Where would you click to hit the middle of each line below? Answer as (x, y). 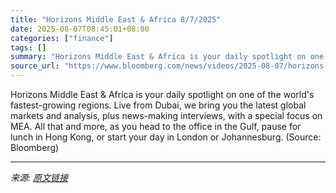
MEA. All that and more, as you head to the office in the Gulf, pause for (156, 126)
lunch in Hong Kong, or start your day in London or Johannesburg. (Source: (166, 137)
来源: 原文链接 (39, 177)
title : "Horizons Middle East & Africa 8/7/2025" (116, 19)
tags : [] (28, 47)
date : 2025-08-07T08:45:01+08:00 (80, 29)
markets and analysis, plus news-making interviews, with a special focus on (166, 115)
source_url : (35, 66)
